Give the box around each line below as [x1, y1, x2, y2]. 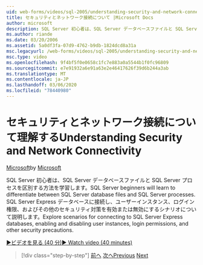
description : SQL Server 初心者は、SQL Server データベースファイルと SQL [6, 25, 184, 32]
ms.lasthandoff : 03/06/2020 [6, 82, 77, 88]
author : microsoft [6, 20, 53, 26]
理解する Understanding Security [17, 131, 183, 145]
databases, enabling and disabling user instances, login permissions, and [6, 220, 189, 227]
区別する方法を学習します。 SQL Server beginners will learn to [22, 184, 176, 191]
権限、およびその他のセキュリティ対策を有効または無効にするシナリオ [6, 205, 181, 212]
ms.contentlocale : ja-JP [6, 76, 69, 82]
